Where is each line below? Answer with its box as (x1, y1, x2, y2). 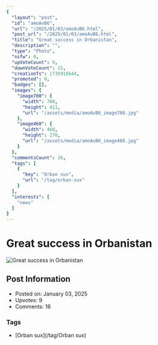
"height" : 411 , (22, 104, 61, 110)
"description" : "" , (11, 43, 61, 49)
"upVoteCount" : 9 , (11, 59, 58, 65)
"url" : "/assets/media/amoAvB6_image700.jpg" (22, 110, 139, 116)
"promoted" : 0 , (11, 76, 50, 82)
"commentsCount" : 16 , (11, 154, 66, 160)
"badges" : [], (11, 82, 47, 88)
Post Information (6, 274, 71, 284)
